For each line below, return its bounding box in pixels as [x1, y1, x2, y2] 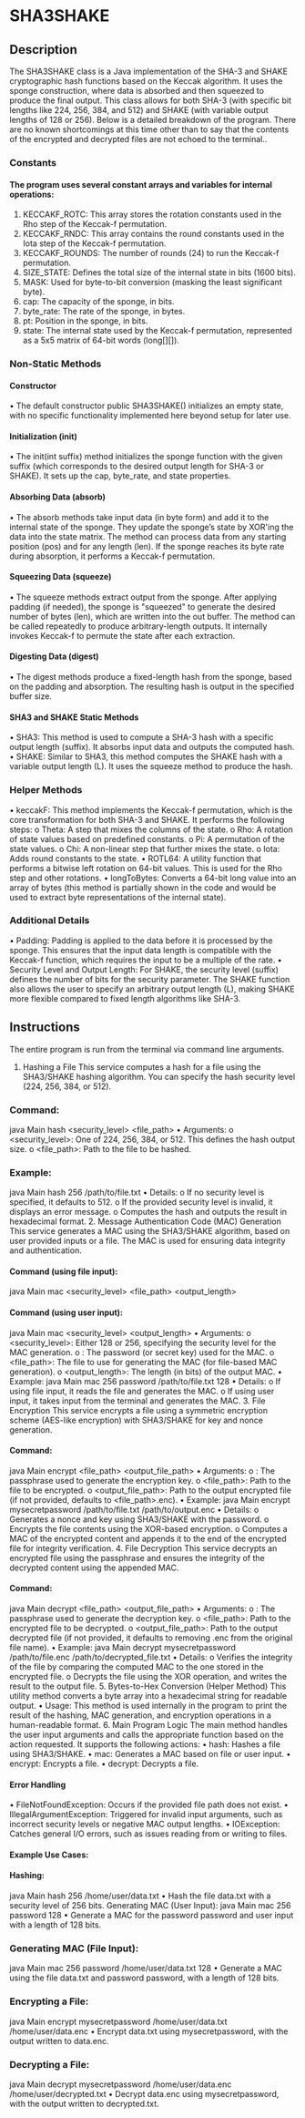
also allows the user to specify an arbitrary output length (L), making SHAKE [9, 983, 295, 994]
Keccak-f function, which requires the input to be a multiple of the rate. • [9, 954, 282, 965]
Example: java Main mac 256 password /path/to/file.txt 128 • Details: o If [9, 1375, 281, 1386]
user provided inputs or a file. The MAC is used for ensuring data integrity [9, 1236, 286, 1247]
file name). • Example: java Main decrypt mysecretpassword [9, 1642, 237, 1653]
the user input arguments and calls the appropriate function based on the [9, 1729, 284, 1741]
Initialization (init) [9, 430, 77, 442]
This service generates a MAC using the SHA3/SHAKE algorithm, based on [9, 1226, 290, 1237]
